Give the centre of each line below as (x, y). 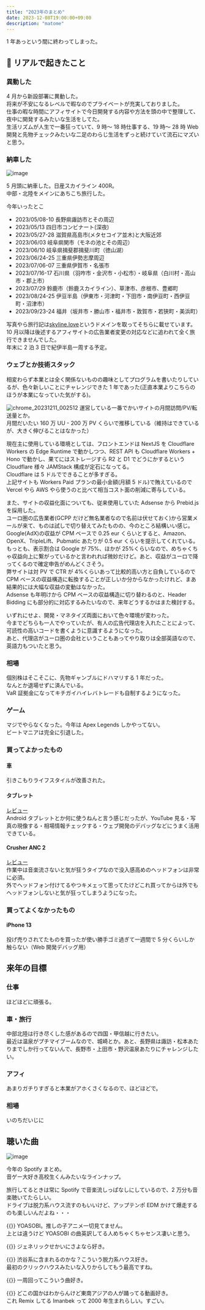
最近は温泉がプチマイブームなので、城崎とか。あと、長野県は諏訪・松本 (97, 1041)
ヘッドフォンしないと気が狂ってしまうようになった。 (73, 892)
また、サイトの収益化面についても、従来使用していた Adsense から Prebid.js (102, 502)
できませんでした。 (35, 340)
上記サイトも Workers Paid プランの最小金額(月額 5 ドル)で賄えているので (99, 482)
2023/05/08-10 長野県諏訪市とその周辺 (65, 220)
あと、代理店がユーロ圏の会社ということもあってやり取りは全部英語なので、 (102, 638)
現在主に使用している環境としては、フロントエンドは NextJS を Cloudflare (100, 443)
